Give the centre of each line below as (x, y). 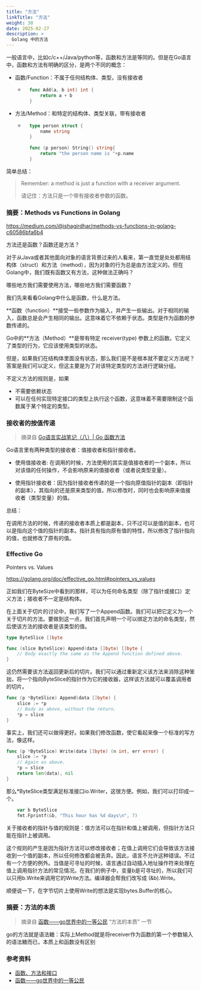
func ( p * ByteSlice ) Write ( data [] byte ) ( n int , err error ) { (85, 751)
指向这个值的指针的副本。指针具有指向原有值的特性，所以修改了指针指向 (106, 531)
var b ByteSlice (37, 810)
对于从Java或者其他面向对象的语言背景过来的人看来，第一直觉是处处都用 (96, 257)
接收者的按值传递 (31, 423)
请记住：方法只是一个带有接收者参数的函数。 (76, 196)
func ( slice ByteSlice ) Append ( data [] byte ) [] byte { (75, 648)
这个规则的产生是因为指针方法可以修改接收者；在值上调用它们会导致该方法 (98, 848)
